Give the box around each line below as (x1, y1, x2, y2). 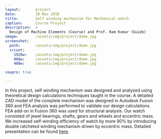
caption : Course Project (5, 20, 66, 26)
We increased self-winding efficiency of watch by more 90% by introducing (5, 118, 157, 124)
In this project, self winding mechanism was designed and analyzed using (5, 88, 153, 93)
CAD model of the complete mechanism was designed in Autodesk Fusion (5, 98, 153, 103)
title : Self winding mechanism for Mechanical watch (5, 16, 129, 21)
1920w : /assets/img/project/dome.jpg (14, 52, 97, 57)
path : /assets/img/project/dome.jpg (9, 43, 97, 48)
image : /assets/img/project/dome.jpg (5, 34, 97, 39)
